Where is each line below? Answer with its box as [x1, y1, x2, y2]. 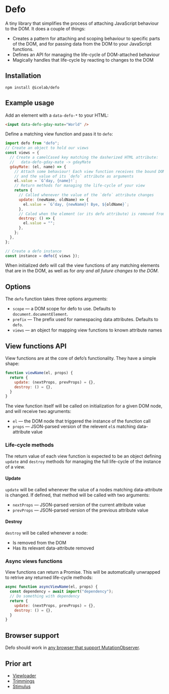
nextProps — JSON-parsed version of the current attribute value [12, 501, 146, 507]
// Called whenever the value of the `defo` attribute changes [18, 193, 154, 198]
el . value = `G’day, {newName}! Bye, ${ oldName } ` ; [23, 202, 129, 207]
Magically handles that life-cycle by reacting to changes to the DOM [12, 57, 154, 63]
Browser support [5, 631, 59, 640]
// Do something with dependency [10, 594, 80, 599]
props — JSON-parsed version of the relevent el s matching [12, 424, 136, 430]
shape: [5, 360, 20, 367]
